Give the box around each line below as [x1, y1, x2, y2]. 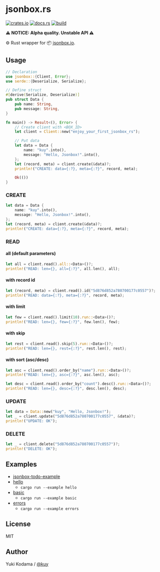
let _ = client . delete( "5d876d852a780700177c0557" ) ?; [5, 441, 120, 447]
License [5, 520, 31, 528]
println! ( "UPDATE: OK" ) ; [5, 418, 57, 423]
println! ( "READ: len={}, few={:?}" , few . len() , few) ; [5, 319, 120, 324]
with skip [5, 330, 25, 336]
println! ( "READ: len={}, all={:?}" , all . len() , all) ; [5, 266, 120, 271]
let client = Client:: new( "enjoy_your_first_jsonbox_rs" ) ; [14, 129, 140, 134]
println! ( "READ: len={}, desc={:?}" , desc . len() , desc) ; [5, 386, 127, 391]
